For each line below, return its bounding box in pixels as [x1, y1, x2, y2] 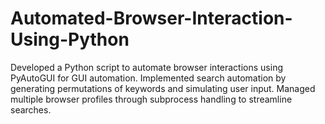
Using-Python [10, 28, 130, 51]
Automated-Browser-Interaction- [10, 7, 293, 30]
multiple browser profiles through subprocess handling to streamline [10, 93, 293, 105]
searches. [10, 103, 52, 116]
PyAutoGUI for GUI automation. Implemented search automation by [10, 72, 287, 84]
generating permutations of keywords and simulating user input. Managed [10, 82, 316, 94]
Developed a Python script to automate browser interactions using [10, 61, 283, 73]
